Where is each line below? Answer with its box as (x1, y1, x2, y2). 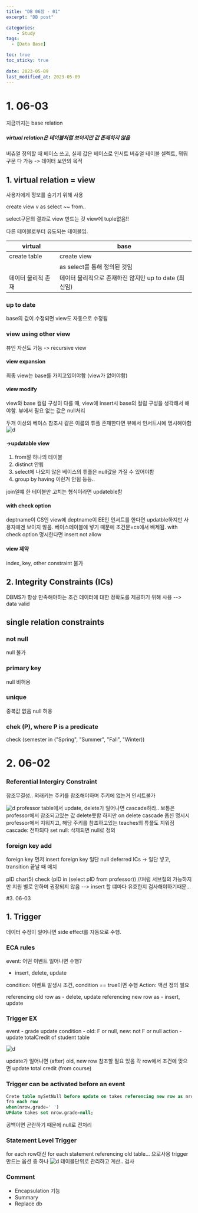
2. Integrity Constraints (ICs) (6, 577, 114, 587)
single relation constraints (6, 617, 104, 627)
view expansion (6, 358, 46, 365)
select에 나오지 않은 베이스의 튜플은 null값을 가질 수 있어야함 (14, 468, 154, 476)
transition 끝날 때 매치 (6, 863, 57, 870)
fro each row (6, 1099, 38, 1105)
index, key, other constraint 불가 (6, 559, 84, 566)
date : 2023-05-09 (6, 68, 49, 74)
